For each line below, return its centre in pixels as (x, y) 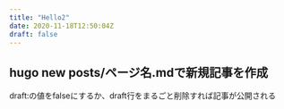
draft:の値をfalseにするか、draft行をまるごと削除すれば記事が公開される (142, 96)
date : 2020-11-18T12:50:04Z (62, 26)
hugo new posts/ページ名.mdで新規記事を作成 (139, 72)
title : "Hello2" (39, 17)
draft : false (34, 34)
